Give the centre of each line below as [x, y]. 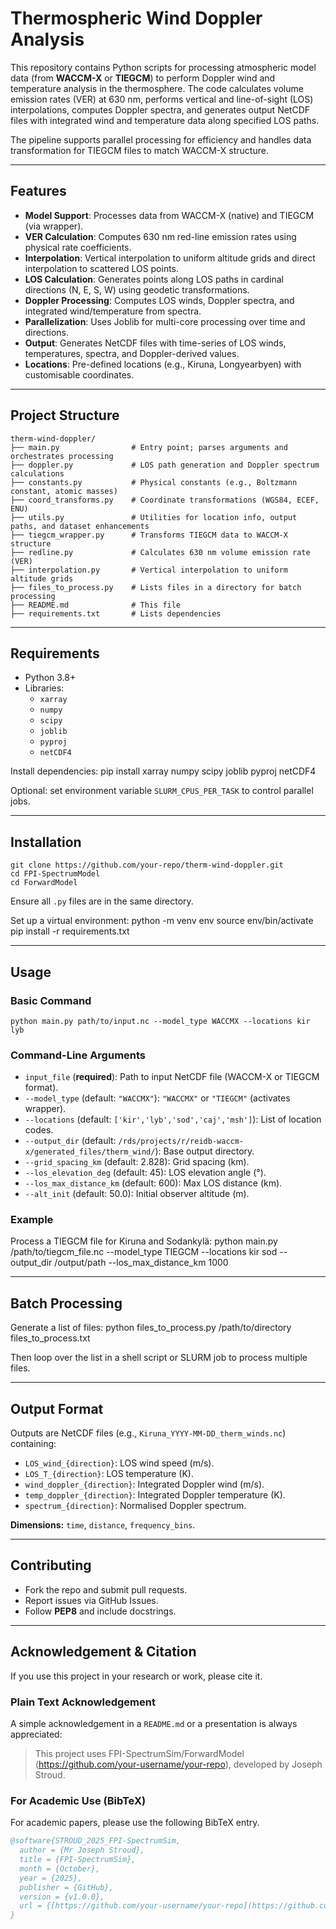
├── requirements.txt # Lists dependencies [116, 613]
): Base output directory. [204, 1151]
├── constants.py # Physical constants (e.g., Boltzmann [154, 482]
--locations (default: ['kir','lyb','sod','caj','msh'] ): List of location [173, 1119]
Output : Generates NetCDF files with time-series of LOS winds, [155, 343]
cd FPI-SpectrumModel [55, 874]
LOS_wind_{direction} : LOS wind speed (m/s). [119, 1463]
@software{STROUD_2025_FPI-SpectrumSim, [96, 1841]
